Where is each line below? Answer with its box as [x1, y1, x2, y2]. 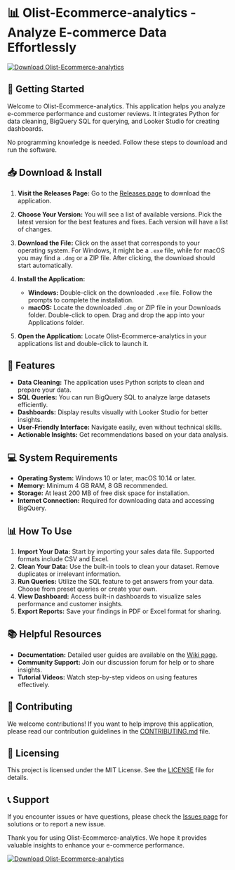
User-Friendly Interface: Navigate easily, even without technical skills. [17, 423, 222, 432]
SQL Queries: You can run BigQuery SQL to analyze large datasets [17, 393, 210, 402]
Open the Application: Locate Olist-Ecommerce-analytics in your [17, 331, 207, 340]
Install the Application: [17, 274, 86, 283]
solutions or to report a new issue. [7, 820, 106, 829]
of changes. [17, 225, 53, 234]
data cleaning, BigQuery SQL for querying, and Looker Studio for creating [7, 117, 220, 125]
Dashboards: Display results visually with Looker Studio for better [17, 408, 208, 416]
